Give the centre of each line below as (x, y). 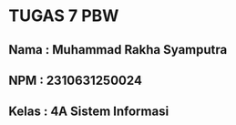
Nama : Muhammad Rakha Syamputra (118, 50)
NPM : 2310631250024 (76, 80)
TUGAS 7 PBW (64, 16)
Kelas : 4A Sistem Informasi (89, 112)
